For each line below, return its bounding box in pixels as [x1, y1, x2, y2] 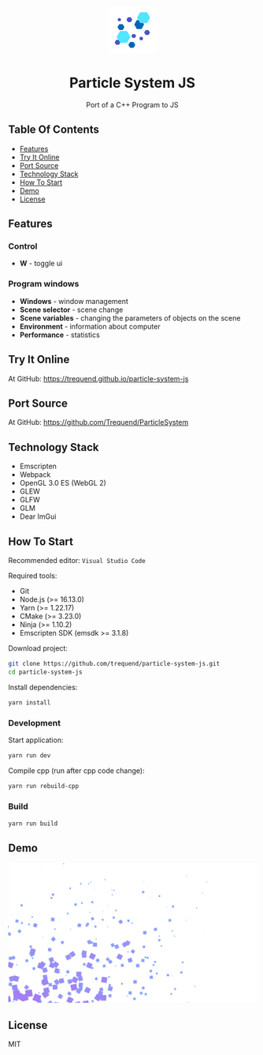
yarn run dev [8, 751, 51, 760]
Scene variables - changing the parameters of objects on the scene [19, 313, 241, 322]
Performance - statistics [19, 330, 100, 340]
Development [8, 717, 61, 728]
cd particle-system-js [8, 668, 83, 676]
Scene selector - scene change [19, 305, 124, 314]
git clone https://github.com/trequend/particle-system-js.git [8, 659, 220, 667]
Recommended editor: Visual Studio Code [8, 555, 146, 565]
